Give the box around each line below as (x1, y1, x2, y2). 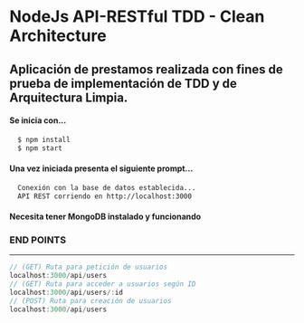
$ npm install (17, 135, 71, 144)
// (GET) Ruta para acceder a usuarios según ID (9, 280, 196, 289)
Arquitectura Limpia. (9, 90, 128, 105)
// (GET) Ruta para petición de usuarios (9, 262, 168, 272)
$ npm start (17, 143, 63, 153)
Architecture (9, 25, 107, 46)
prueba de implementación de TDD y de (9, 75, 238, 91)
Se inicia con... (9, 115, 67, 126)
